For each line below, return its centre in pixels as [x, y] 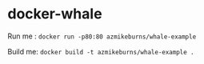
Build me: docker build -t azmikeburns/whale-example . [101, 51]
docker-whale [55, 14]
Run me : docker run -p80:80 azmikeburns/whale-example [102, 36]
